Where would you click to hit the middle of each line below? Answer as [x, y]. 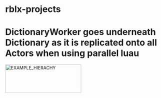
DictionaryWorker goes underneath [80, 32]
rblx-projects [33, 9]
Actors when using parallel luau [72, 53]
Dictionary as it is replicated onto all [81, 43]
